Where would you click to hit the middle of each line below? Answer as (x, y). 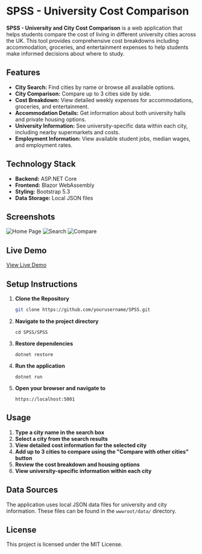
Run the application (40, 366)
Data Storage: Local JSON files (54, 198)
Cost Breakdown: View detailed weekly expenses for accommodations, (104, 100)
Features (23, 73)
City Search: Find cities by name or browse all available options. (95, 87)
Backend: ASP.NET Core (46, 178)
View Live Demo (27, 265)
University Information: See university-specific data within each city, (101, 126)
